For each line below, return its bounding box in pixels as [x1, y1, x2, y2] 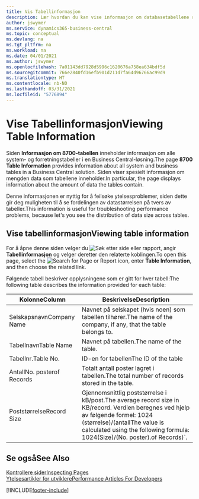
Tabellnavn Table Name [9, 341, 73, 349]
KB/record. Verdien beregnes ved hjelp [82, 403, 190, 412]
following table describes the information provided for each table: [6, 281, 166, 288]
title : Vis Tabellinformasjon [6, 8, 81, 15]
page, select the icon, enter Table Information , [6, 257, 192, 264]
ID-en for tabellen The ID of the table [82, 354, 183, 362]
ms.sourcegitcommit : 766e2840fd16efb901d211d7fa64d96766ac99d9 [6, 70, 166, 75]
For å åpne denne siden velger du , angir [6, 244, 176, 251]
